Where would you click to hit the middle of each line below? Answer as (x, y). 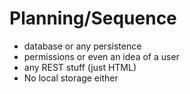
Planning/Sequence (93, 18)
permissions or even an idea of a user (101, 56)
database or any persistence (82, 46)
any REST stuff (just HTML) (80, 67)
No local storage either (71, 78)
